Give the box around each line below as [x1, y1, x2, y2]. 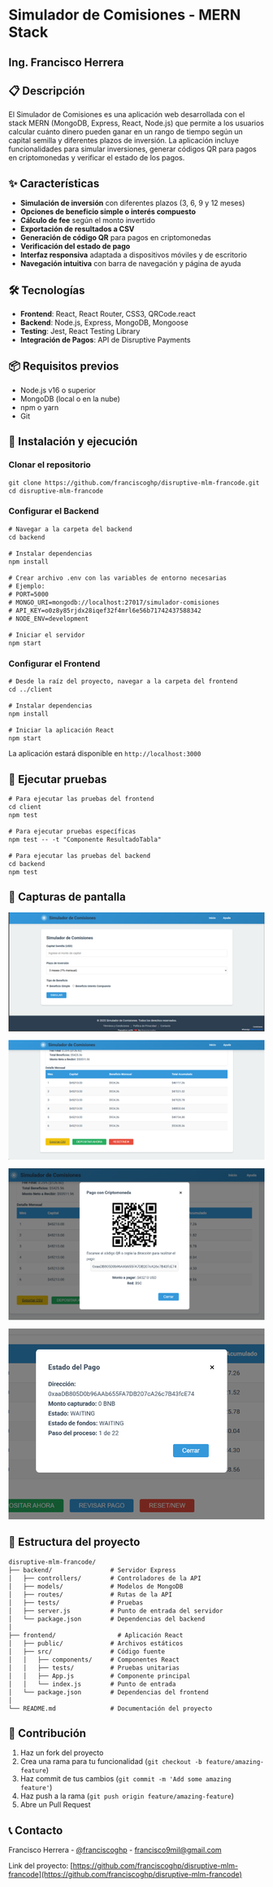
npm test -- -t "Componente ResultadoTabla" [8, 835, 162, 843]
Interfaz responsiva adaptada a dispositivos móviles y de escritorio [19, 250, 248, 260]
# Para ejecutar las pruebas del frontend [8, 795, 154, 803]
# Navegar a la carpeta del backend [8, 525, 132, 533]
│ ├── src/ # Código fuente [8, 1647, 165, 1656]
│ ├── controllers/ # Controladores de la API [8, 1574, 201, 1583]
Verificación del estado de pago [19, 242, 131, 252]
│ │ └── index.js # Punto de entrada [8, 1679, 176, 1688]
